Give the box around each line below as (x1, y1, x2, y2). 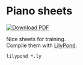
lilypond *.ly (6, 53, 42, 59)
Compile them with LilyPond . (6, 42, 78, 49)
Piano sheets (6, 4, 73, 18)
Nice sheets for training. (6, 35, 66, 42)
